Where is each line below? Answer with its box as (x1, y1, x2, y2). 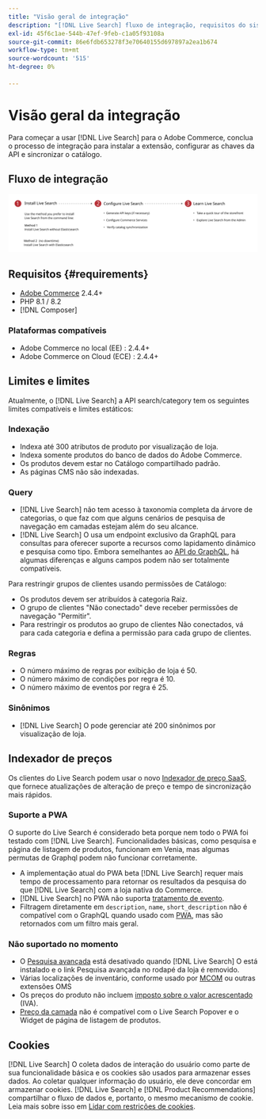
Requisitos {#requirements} (8, 268, 149, 281)
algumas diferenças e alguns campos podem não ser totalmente (19, 556, 230, 565)
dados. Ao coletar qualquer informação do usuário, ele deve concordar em (8, 1076, 252, 1086)
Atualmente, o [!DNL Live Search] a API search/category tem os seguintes (8, 395, 249, 405)
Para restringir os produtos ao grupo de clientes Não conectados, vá (19, 620, 244, 629)
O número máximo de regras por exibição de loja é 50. (19, 666, 198, 675)
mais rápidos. (8, 789, 53, 800)
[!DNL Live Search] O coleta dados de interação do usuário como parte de (8, 1059, 251, 1069)
